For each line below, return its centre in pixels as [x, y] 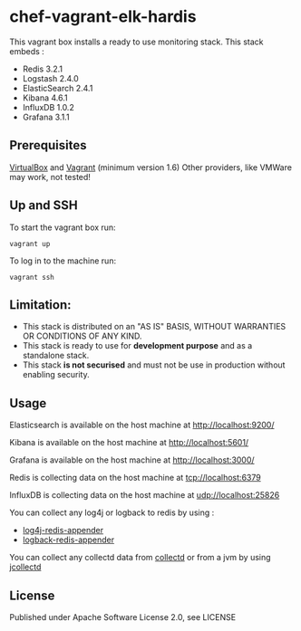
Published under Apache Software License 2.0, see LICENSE [123, 617]
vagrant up [30, 244]
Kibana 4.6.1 [45, 98]
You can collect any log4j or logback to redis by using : [112, 512]
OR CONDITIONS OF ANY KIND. [82, 336]
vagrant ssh [32, 277]
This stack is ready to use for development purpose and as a [137, 346]
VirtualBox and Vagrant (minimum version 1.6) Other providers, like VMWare [151, 167]
